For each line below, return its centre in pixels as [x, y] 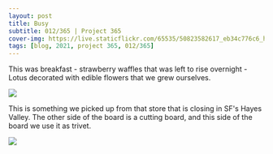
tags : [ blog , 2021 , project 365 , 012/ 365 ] [81, 46]
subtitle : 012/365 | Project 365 [65, 31]
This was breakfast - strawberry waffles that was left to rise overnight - [128, 69]
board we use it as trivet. [50, 126]
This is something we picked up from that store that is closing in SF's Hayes [135, 109]
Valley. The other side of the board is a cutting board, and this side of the [131, 118]
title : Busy [28, 24]
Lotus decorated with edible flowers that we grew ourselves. [110, 78]
